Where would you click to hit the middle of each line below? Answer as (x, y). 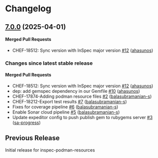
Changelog (28, 9)
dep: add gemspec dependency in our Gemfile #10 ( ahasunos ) (76, 91)
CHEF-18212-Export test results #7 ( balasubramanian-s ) (70, 101)
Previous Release (32, 138)
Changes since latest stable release (49, 63)
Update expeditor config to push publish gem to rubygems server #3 (82, 117)
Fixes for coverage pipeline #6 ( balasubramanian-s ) (65, 107)
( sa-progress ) (26, 122)
